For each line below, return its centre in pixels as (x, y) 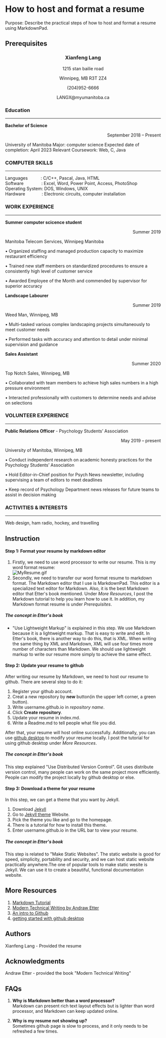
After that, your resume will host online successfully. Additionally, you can (80, 732)
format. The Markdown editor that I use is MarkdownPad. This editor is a (86, 583)
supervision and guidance (32, 344)
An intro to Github (30, 913)
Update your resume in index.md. (46, 717)
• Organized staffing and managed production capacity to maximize (74, 251)
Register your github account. (42, 691)
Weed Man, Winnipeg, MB (32, 315)
